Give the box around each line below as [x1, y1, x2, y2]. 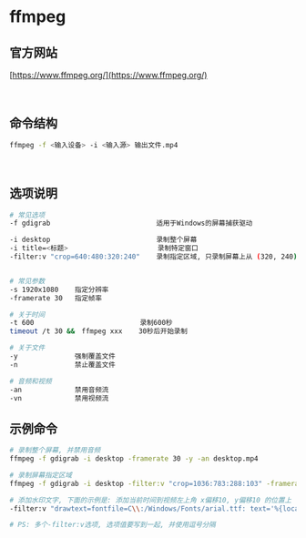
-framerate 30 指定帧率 [9, 293, 103, 302]
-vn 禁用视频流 [9, 393, 109, 402]
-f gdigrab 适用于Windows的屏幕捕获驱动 [9, 218, 253, 228]
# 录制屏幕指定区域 [9, 471, 73, 480]
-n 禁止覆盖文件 [9, 360, 116, 370]
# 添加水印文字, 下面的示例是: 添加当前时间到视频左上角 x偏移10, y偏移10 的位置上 [9, 495, 292, 504]
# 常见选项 [9, 210, 46, 219]
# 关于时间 [9, 310, 46, 320]
